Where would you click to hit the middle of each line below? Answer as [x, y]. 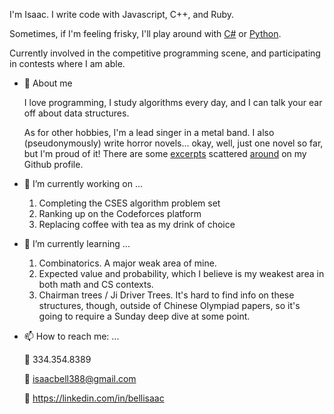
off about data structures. [76, 113]
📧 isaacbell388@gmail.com [80, 378]
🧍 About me [48, 83]
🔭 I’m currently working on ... [83, 183]
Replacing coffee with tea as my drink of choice [137, 224]
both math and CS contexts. [96, 284]
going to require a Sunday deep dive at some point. [144, 316]
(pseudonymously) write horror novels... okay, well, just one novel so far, [173, 143]
